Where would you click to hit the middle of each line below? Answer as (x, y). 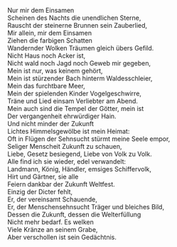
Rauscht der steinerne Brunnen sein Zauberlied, (77, 25)
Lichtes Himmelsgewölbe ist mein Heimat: (69, 131)
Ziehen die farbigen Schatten (50, 41)
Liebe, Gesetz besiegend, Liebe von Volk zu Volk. (80, 154)
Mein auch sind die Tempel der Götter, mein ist (76, 109)
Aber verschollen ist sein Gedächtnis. (62, 237)
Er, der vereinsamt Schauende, (52, 199)
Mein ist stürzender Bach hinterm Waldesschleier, (80, 78)
